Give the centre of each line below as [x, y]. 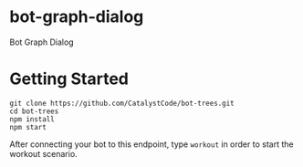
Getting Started [69, 79]
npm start [28, 127]
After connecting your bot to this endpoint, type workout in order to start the [151, 144]
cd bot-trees [34, 111]
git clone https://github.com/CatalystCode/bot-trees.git [122, 103]
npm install [32, 119]
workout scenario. [43, 153]
